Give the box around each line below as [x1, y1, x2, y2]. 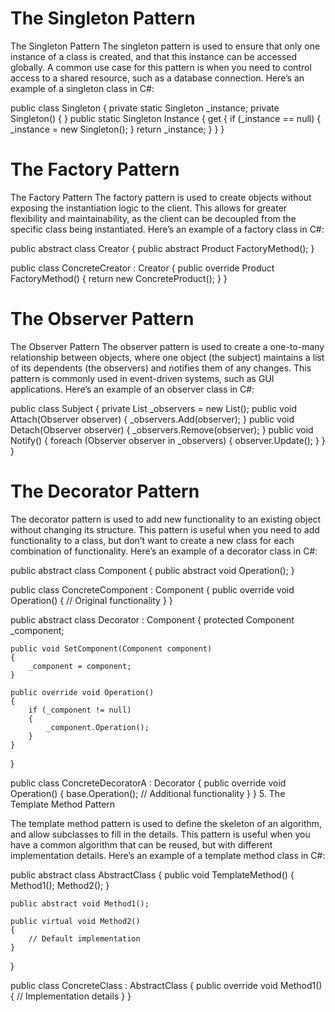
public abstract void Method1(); [10, 898, 150, 909]
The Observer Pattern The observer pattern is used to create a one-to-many [10, 340, 325, 352]
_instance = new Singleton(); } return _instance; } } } [10, 123, 225, 135]
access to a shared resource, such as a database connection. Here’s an [10, 72, 305, 84]
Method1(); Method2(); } [10, 879, 110, 891]
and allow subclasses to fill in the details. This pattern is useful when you [10, 828, 311, 840]
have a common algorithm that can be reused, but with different [10, 838, 273, 851]
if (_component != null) [28, 705, 132, 715]
